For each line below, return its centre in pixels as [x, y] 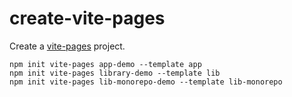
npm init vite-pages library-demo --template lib [115, 73]
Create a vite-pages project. [67, 46]
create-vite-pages [87, 18]
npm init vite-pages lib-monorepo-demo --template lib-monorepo [146, 82]
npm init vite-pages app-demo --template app [105, 64]
